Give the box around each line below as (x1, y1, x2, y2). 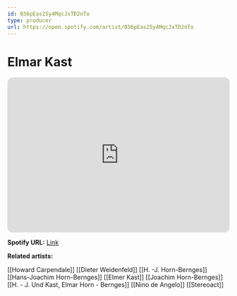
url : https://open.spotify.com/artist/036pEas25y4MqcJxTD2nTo (7, 23, 194, 30)
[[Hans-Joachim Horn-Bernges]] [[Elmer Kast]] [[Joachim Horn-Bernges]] (7, 273, 224, 282)
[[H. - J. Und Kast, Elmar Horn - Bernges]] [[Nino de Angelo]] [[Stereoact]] (7, 280, 224, 289)
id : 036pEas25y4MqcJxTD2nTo (7, 10, 90, 18)
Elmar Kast (7, 54, 73, 70)
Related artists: (7, 252, 54, 261)
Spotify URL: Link (7, 238, 59, 247)
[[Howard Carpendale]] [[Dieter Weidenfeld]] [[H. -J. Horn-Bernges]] (7, 266, 207, 274)
